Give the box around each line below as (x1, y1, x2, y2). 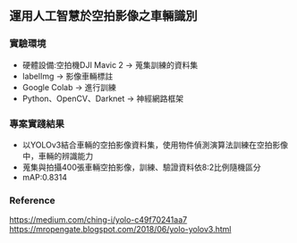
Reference (9, 194, 55, 206)
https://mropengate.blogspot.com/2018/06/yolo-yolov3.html (9, 224, 232, 235)
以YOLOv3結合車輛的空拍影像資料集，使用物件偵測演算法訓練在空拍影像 (21, 139, 289, 150)
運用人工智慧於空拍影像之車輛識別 (9, 8, 198, 24)
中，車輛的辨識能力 (21, 150, 94, 161)
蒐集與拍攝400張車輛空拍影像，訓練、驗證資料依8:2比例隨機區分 (21, 162, 261, 172)
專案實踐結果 (9, 117, 65, 130)
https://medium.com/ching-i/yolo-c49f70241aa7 (9, 214, 188, 225)
